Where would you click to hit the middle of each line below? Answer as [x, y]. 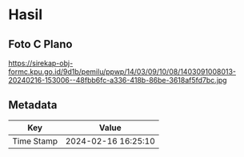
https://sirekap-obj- [41, 63]
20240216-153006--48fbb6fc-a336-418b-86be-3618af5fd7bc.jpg [118, 80]
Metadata [33, 105]
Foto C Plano [40, 44]
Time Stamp [35, 141]
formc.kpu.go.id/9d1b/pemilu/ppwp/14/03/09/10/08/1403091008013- [122, 72]
